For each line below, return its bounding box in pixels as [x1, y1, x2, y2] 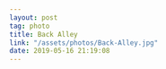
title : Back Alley [9, 30, 78, 39]
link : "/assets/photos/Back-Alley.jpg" [9, 38, 159, 47]
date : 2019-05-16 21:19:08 [9, 47, 110, 56]
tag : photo [9, 22, 50, 30]
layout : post [9, 13, 58, 22]
